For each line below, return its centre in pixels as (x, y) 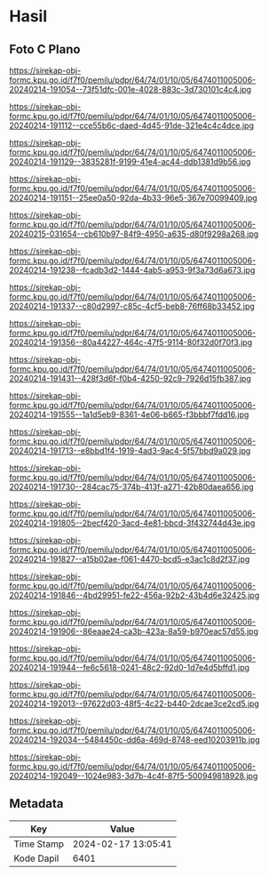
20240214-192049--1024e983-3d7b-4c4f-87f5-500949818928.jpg (134, 776)
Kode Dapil (36, 858)
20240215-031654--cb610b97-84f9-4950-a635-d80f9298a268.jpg (134, 234)
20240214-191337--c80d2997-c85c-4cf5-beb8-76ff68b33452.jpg (132, 306)
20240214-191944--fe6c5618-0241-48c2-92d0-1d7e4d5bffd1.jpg (130, 667)
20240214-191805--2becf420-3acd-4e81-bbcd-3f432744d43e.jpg (132, 523)
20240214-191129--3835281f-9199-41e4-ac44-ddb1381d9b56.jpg (130, 161)
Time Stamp (39, 844)
